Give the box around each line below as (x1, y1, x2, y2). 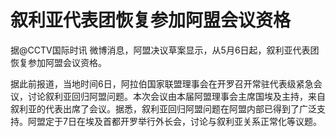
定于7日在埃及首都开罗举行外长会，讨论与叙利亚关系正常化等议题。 (44, 115, 322, 127)
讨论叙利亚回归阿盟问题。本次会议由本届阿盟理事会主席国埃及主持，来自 (27, 90, 326, 102)
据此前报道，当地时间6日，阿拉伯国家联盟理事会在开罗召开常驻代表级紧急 (10, 77, 314, 90)
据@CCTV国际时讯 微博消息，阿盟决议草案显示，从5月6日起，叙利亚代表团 (10, 44, 320, 56)
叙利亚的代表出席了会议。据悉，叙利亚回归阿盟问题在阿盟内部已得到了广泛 (10, 102, 317, 115)
